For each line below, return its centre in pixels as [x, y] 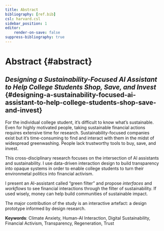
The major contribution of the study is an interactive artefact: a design [76, 203]
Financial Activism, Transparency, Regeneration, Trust [60, 223]
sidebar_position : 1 [26, 23]
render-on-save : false [37, 33]
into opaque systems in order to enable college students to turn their [74, 168]
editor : [13, 28]
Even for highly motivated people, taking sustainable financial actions [75, 127]
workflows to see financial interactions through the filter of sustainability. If [81, 188]
